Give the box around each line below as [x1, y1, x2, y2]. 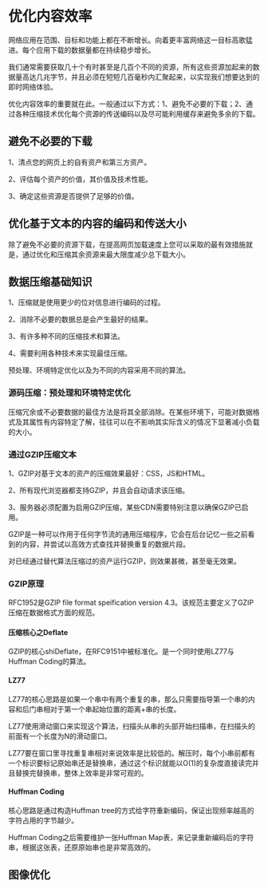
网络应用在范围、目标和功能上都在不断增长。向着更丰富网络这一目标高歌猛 [8, 35, 253, 45]
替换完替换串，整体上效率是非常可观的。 [14, 768, 148, 778]
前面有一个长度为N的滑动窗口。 [8, 731, 112, 740]
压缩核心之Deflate [8, 627, 69, 637]
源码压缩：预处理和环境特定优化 [8, 388, 132, 399]
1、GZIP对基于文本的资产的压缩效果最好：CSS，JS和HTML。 [8, 468, 210, 478]
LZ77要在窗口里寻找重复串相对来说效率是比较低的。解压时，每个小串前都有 [8, 748, 255, 758]
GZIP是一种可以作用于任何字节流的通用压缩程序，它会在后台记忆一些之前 [8, 529, 248, 539]
